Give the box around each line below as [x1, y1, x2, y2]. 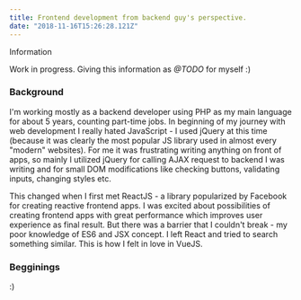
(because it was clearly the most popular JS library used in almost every [9, 135, 277, 146]
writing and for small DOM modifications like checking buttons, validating [9, 163, 280, 174]
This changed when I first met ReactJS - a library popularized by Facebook [9, 190, 288, 201]
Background [9, 86, 65, 99]
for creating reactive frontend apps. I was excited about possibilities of [9, 199, 271, 211]
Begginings [9, 260, 60, 273]
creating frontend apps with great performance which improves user [9, 209, 263, 220]
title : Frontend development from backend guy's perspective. [9, 13, 247, 22]
